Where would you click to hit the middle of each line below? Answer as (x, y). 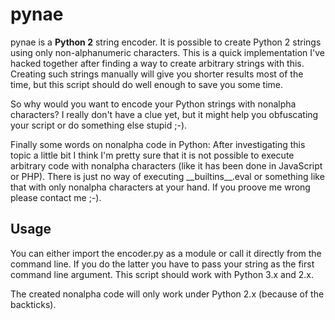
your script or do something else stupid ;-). (99, 125)
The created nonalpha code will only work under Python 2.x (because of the (167, 294)
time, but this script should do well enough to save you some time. (147, 84)
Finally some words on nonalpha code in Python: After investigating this (158, 144)
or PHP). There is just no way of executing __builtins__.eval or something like (167, 176)
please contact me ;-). (56, 197)
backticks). (33, 304)
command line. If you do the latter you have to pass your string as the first (162, 264)
